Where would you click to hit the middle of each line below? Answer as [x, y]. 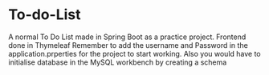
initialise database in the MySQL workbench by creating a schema [118, 62]
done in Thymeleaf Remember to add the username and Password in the [128, 45]
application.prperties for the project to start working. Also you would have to [134, 53]
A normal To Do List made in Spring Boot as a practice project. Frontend [127, 37]
